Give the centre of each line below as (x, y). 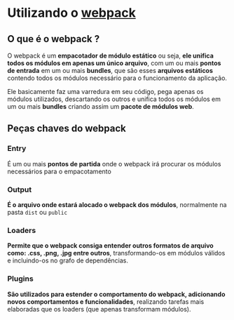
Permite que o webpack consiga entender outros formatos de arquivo (110, 246)
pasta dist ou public (37, 212)
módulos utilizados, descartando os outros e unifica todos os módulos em (114, 99)
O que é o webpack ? (54, 39)
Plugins (20, 279)
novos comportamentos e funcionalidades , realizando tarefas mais (106, 301)
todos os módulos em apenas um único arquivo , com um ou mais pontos (114, 63)
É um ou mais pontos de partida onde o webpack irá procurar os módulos (114, 164)
